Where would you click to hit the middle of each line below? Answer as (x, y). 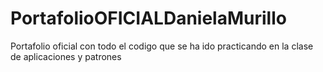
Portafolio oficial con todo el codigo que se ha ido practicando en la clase (162, 46)
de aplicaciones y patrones (66, 56)
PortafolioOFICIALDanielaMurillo (148, 18)
